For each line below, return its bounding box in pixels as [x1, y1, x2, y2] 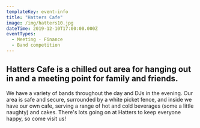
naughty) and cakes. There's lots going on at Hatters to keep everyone [6, 108, 181, 115]
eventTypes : [6, 31, 36, 37]
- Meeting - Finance [11, 36, 63, 42]
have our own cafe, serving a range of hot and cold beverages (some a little [6, 102, 194, 109]
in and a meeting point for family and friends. [6, 74, 178, 84]
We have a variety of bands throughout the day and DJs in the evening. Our [6, 89, 193, 96]
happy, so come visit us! [6, 115, 66, 122]
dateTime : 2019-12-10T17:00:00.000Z [6, 25, 98, 32]
